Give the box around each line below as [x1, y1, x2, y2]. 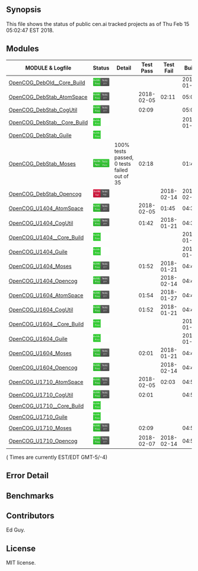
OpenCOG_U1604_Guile [8, 335, 68, 342]
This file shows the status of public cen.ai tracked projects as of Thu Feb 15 [6, 20, 190, 27]
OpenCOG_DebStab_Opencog [8, 191, 82, 197]
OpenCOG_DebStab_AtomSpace [8, 94, 88, 101]
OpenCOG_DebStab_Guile [8, 132, 72, 139]
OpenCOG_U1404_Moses [8, 262, 72, 270]
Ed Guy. [6, 526, 25, 533]
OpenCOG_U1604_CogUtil [8, 306, 74, 313]
